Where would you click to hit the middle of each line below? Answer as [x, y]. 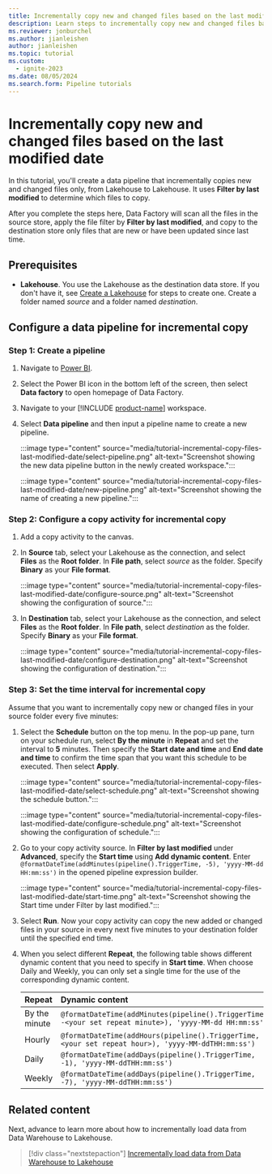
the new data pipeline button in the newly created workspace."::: [127, 465]
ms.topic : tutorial [41, 54]
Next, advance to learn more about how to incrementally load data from [127, 1129]
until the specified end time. [66, 938]
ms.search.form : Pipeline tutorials [70, 84]
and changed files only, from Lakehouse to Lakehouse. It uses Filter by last [134, 189]
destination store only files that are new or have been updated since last [129, 231]
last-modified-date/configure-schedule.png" [95, 823]
